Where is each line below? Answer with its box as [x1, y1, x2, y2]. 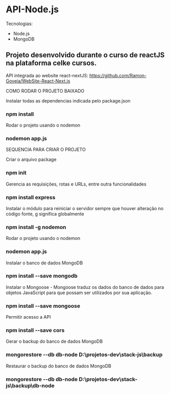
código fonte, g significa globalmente [6, 211, 84, 217]
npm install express [6, 194, 56, 201]
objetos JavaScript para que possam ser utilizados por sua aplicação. [6, 289, 153, 296]
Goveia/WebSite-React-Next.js [6, 78, 70, 84]
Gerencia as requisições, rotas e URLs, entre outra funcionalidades [6, 181, 147, 187]
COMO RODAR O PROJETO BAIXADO [6, 88, 85, 94]
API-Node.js [6, 4, 59, 15]
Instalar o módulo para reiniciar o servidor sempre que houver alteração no [6, 205, 164, 211]
